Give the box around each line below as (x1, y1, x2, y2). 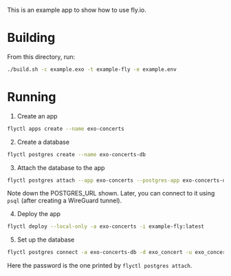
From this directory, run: (7, 52, 76, 61)
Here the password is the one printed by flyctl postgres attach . (7, 262, 192, 270)
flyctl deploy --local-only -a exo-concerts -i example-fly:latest (7, 223, 205, 230)
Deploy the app (16, 210, 60, 218)
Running (7, 89, 56, 105)
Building (7, 30, 56, 45)
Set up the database (16, 235, 75, 244)
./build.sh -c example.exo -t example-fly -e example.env (7, 65, 177, 73)
